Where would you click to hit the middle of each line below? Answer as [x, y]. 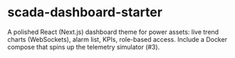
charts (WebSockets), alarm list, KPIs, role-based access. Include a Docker [117, 39]
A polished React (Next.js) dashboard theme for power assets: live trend [113, 32]
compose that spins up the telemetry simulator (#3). [84, 47]
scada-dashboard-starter [85, 12]
